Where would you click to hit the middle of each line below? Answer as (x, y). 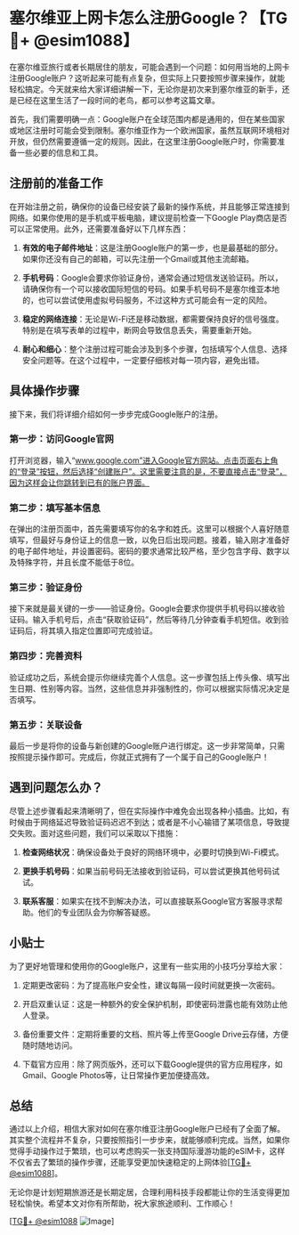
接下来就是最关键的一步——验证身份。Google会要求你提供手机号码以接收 (143, 609)
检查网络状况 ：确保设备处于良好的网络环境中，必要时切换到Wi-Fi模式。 (153, 852)
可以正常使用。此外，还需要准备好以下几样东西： (99, 229)
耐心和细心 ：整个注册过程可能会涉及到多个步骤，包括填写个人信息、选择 (154, 349)
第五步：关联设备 (46, 725)
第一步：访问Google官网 (61, 439)
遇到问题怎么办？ (56, 788)
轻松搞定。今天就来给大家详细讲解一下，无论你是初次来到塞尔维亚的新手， (145, 89)
